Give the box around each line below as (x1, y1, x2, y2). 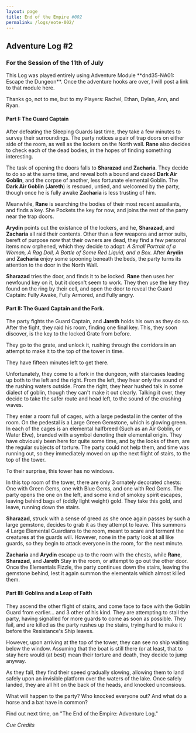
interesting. (6, 153, 33, 160)
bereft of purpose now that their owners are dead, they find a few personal (6, 237, 187, 244)
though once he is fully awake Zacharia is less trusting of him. (6, 189, 156, 196)
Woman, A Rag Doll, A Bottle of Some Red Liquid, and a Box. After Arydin (6, 249, 184, 256)
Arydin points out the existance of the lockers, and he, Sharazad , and (6, 224, 175, 231)
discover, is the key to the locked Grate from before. (6, 330, 132, 337)
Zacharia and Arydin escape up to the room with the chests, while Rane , (6, 551, 183, 558)
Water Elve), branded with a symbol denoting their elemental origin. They (6, 431, 183, 438)
